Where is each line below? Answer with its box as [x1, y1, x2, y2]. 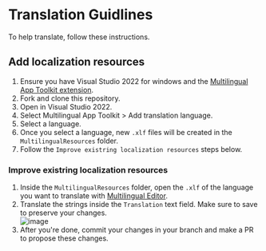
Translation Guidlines [8, 6, 153, 24]
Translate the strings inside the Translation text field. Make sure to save [19, 200, 258, 209]
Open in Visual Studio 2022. [19, 102, 113, 111]
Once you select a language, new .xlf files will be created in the [19, 127, 233, 137]
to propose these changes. [19, 233, 109, 243]
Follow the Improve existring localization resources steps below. [19, 144, 243, 153]
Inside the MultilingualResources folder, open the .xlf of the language [19, 182, 254, 193]
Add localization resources [8, 55, 145, 69]
